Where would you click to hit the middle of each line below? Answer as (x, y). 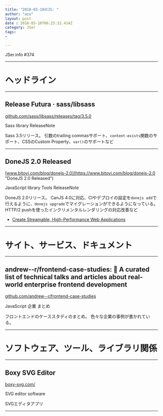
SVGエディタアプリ (24, 403)
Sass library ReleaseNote (30, 125)
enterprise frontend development (76, 284)
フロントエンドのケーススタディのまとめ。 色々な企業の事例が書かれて (75, 317)
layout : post (18, 18)
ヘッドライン (31, 80)
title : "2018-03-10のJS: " (32, 9)
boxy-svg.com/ (20, 384)
